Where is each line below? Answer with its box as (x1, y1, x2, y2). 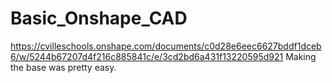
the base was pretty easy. (10, 61, 117, 73)
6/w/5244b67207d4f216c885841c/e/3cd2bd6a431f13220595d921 (10, 50, 284, 62)
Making (285, 50, 317, 62)
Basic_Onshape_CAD (10, 7, 188, 30)
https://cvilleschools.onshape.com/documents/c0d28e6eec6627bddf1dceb (10, 40, 322, 52)
